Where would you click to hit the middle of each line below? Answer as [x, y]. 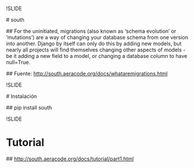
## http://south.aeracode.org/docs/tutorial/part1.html [70, 159]
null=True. [18, 62]
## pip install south [29, 107]
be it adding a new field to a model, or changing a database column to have [97, 56]
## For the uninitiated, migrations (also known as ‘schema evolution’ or [91, 31]
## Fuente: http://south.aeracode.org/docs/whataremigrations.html [87, 73]
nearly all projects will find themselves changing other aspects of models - [96, 50]
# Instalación [22, 96]
